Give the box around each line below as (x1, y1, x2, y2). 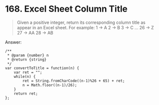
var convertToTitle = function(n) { (5, 66, 79, 70)
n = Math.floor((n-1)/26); (22, 83, 77, 87)
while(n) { (14, 74, 36, 79)
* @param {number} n (7, 52, 49, 58)
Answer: (5, 39, 22, 45)
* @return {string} (7, 57, 47, 62)
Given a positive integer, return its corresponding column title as (17, 19, 146, 25)
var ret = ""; (14, 70, 42, 75)
